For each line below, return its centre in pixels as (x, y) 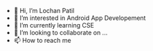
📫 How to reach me (42, 40)
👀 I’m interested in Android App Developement (80, 18)
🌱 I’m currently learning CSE (54, 25)
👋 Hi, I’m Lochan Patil (44, 11)
